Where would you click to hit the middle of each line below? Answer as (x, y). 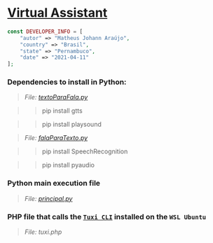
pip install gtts (62, 111)
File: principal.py (48, 198)
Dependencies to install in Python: (67, 82)
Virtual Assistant (57, 13)
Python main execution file (54, 183)
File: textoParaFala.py (56, 97)
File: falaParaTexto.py (56, 138)
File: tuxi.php (43, 232)
